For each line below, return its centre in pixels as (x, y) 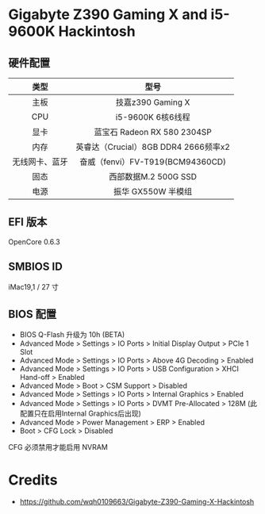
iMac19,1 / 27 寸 (34, 286)
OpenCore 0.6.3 (35, 242)
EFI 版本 (28, 222)
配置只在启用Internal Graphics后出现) (80, 413)
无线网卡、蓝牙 (40, 162)
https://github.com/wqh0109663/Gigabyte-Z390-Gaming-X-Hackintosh (137, 502)
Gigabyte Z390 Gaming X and (108, 15)
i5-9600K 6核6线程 (153, 117)
